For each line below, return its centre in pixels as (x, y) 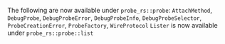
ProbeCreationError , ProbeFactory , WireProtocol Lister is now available (113, 25)
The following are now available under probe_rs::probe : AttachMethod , (110, 10)
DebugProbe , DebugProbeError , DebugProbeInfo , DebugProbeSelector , (105, 18)
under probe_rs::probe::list (51, 33)
